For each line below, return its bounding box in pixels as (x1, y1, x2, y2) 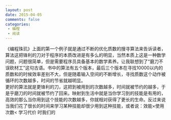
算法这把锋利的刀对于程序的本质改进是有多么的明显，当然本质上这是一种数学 (5, 52, 166, 58)
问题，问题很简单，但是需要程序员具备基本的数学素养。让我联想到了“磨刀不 (5, 58, 164, 64)
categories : (5, 21, 31, 27)
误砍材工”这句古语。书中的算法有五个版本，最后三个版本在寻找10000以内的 (5, 65, 163, 71)
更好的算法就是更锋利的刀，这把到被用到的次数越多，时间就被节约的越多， (5, 84, 161, 89)
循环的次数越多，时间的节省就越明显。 (5, 77, 85, 83)
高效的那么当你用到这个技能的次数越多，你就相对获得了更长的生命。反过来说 (5, 97, 166, 102)
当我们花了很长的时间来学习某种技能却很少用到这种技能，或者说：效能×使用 (5, 103, 164, 109)
